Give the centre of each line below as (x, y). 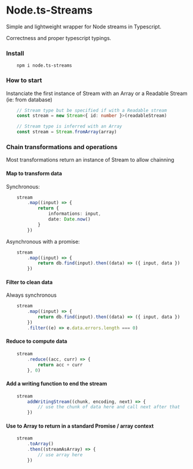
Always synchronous (31, 295)
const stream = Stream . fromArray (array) (67, 132)
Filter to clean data (29, 282)
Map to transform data (34, 173)
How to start (24, 80)
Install (15, 53)
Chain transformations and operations (62, 147)
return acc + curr (60, 365)
